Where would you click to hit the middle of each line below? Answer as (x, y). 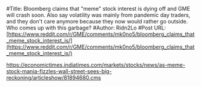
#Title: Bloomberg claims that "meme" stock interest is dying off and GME (98, 9)
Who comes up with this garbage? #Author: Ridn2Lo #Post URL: (86, 28)
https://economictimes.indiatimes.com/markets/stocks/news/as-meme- (96, 65)
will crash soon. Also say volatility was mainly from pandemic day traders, (98, 15)
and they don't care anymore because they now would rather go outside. (97, 21)
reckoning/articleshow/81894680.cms (54, 78)
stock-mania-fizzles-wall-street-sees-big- (59, 71)
